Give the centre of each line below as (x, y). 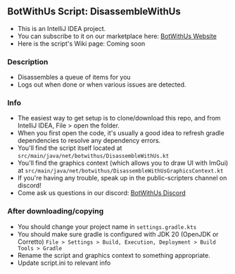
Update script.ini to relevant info (64, 263)
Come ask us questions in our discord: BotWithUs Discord (102, 193)
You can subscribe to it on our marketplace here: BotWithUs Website (117, 36)
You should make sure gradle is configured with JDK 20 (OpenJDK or (118, 234)
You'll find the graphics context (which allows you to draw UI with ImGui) (123, 163)
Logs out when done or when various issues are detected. (102, 85)
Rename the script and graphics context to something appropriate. (114, 255)
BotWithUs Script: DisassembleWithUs (94, 12)
